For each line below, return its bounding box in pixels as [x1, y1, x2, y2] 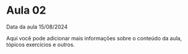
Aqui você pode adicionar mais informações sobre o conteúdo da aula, [6, 34, 182, 42]
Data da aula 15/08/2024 [6, 23, 68, 30]
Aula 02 [6, 4, 46, 17]
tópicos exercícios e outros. [6, 41, 75, 48]
